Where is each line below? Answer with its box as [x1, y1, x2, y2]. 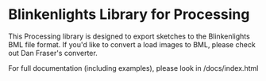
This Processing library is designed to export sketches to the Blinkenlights [8, 31, 250, 41]
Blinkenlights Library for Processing [8, 6, 250, 24]
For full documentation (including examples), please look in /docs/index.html [8, 63, 259, 72]
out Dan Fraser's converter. [8, 48, 98, 57]
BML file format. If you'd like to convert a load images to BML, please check [8, 39, 256, 49]
